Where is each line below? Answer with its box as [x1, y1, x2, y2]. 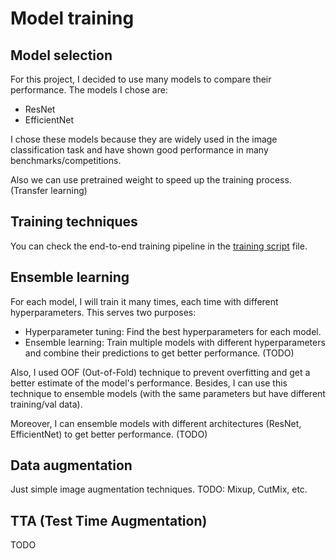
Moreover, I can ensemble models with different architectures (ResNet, [10, 417, 302, 429]
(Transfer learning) [10, 185, 88, 196]
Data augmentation [10, 457, 133, 474]
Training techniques [10, 213, 138, 231]
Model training [10, 7, 135, 30]
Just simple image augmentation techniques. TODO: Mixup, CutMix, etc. [10, 483, 308, 496]
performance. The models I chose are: [10, 84, 168, 96]
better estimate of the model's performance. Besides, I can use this [10, 377, 288, 389]
